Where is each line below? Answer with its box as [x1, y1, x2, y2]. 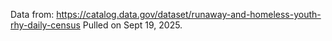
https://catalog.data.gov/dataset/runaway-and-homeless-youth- [56, 9, 322, 20]
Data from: [10, 9, 55, 20]
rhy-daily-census [10, 19, 81, 31]
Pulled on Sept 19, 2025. [82, 19, 183, 31]
